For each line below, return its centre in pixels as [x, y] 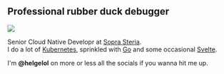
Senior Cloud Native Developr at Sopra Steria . [75, 42]
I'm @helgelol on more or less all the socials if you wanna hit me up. [108, 63]
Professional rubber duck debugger [88, 12]
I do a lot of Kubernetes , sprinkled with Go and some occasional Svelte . [112, 49]
